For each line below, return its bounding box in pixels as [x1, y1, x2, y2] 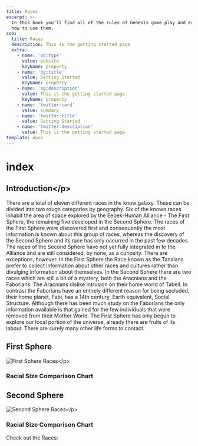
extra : [11, 47, 28, 53]
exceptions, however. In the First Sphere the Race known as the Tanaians [6, 255, 184, 263]
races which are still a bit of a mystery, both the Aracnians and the [6, 274, 167, 281]
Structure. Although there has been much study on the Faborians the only [6, 299, 185, 307]
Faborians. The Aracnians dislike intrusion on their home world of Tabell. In [6, 281, 188, 288]
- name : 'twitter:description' [16, 124, 94, 130]
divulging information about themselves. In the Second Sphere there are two [6, 268, 192, 275]
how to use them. [11, 25, 54, 31]
